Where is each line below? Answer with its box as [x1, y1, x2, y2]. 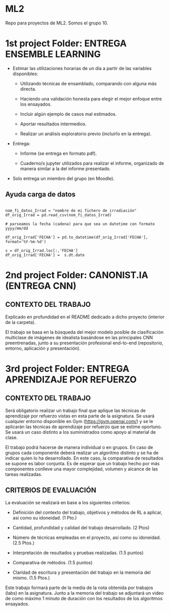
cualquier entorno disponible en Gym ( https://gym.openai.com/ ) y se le [5, 418, 153, 424]
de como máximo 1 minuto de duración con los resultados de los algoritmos [5, 595, 163, 601]
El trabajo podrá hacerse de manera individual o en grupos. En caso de [5, 444, 153, 450]
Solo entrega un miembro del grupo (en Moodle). [12, 175, 115, 181]
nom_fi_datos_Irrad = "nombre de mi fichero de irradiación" [5, 208, 137, 213]
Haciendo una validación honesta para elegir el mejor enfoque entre [20, 95, 162, 102]
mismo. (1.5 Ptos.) [12, 574, 50, 581]
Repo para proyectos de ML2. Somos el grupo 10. [5, 20, 109, 26]
